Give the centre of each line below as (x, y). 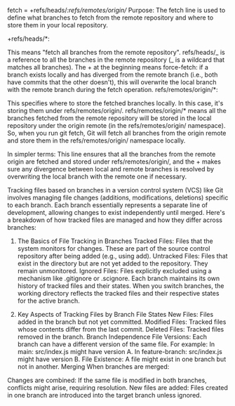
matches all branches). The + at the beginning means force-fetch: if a (108, 67)
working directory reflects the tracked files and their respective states (118, 293)
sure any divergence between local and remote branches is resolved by (111, 169)
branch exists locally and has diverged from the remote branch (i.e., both (113, 74)
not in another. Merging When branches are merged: (93, 367)
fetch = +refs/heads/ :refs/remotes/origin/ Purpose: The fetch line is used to (116, 10)
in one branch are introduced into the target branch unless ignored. (105, 395)
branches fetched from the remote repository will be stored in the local (109, 118)
